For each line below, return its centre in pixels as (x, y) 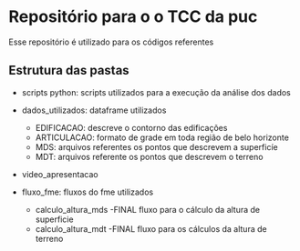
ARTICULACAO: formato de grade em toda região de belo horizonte (162, 137)
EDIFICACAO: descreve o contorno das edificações (131, 127)
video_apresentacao (60, 174)
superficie (54, 219)
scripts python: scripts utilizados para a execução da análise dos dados (156, 92)
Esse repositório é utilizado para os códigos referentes (111, 42)
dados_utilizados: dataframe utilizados (94, 110)
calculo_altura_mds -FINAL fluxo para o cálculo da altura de (148, 209)
